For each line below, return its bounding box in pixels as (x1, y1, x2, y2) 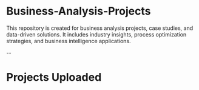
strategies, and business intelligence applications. (6, 37, 132, 44)
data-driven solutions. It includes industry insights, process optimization (6, 30, 187, 38)
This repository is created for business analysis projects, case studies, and (6, 24, 194, 32)
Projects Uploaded (6, 71, 102, 85)
